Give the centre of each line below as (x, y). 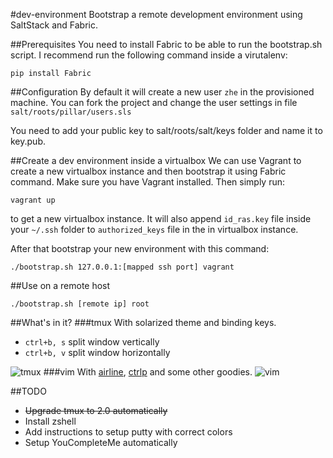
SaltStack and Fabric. (54, 25)
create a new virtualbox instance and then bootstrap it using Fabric (148, 171)
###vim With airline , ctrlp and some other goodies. (148, 372)
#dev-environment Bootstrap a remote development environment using (156, 14)
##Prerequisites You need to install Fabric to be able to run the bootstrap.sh (166, 44)
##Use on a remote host (60, 285)
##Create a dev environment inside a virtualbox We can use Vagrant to (156, 160)
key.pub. (28, 141)
